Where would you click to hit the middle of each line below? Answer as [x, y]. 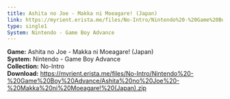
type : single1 [27, 26]
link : [15, 20]
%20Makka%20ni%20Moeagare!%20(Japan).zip [77, 88]
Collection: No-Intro [36, 66]
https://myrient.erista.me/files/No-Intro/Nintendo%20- [117, 74]
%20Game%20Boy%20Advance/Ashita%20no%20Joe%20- [93, 81]
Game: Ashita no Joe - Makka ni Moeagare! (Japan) [80, 52]
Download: [23, 74]
